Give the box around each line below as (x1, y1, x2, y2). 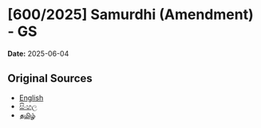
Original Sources (7, 72, 93, 85)
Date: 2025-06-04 (7, 48, 69, 58)
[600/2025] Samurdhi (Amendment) (7, 6, 254, 24)
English (18, 93, 44, 103)
